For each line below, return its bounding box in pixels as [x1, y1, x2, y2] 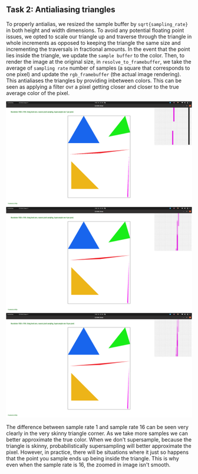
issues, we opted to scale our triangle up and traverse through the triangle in [6, 33, 192, 40]
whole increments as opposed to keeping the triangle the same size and [6, 39, 181, 46]
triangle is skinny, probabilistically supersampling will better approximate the [6, 443, 192, 450]
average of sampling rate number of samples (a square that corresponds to [6, 64, 190, 72]
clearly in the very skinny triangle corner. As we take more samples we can [6, 430, 189, 437]
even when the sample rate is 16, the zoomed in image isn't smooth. [6, 461, 171, 469]
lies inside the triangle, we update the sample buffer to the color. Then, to [6, 51, 184, 59]
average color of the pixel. [6, 89, 70, 96]
